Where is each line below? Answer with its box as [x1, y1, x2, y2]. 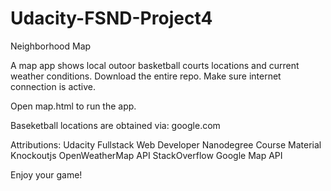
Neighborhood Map [10, 40, 92, 52]
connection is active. [10, 80, 97, 92]
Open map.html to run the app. [10, 100, 137, 112]
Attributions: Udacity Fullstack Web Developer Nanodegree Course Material [10, 138, 322, 151]
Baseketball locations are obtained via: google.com [10, 119, 221, 131]
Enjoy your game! [10, 168, 83, 181]
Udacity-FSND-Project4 [10, 7, 213, 30]
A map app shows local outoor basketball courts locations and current [10, 59, 300, 71]
